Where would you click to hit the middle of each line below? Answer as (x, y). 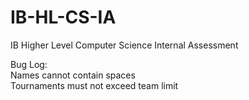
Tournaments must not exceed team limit (94, 85)
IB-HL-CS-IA (63, 17)
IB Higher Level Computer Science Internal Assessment (124, 45)
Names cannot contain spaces (73, 75)
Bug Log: (29, 64)
